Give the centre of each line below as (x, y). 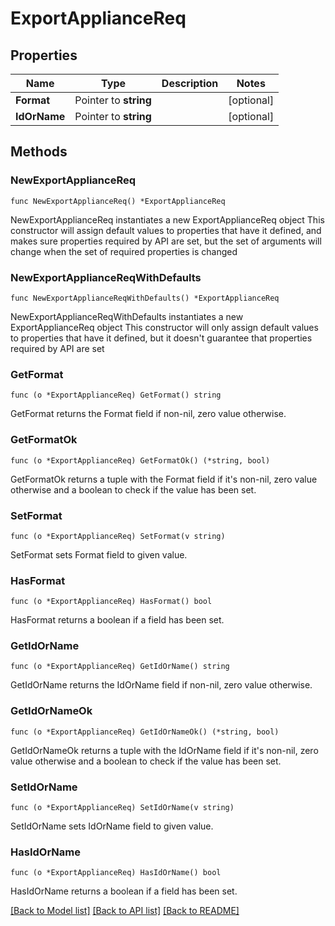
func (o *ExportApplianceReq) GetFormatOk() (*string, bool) (140, 460)
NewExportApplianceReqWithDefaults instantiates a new (127, 316)
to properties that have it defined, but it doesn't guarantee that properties (161, 338)
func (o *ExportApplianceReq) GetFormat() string (116, 395)
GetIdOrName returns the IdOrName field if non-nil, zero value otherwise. (161, 685)
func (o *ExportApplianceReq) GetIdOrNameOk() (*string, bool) (145, 732)
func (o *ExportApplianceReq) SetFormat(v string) (118, 536)
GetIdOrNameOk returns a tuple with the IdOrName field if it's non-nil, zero (164, 750)
